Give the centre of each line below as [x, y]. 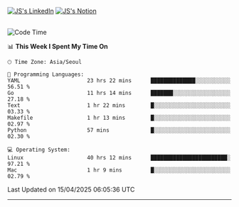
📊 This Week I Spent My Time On [58, 46]
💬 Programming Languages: [46, 74]
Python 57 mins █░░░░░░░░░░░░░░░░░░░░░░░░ [119, 130]
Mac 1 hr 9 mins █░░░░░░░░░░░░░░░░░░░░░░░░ [119, 170]
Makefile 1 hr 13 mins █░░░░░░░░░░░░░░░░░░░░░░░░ [119, 118]
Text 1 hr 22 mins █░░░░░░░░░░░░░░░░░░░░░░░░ [119, 106]
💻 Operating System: [39, 150]
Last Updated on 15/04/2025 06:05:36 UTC [71, 189]
